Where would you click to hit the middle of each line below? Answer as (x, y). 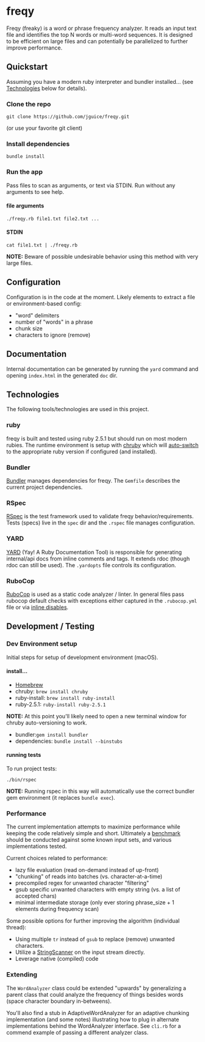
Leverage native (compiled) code (57, 959)
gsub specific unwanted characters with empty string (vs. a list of (98, 890)
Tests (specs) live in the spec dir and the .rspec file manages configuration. (101, 523)
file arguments (25, 206)
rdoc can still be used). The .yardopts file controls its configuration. (91, 565)
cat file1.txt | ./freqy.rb (42, 245)
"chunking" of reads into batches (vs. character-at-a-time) (89, 877)
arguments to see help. (35, 192)
